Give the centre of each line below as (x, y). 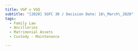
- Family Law (23, 23)
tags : (10, 18)
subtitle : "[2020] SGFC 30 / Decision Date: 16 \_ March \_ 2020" (69, 14)
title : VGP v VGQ (23, 9)
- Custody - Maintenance (34, 37)
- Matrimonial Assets (31, 32)
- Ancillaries (24, 28)
